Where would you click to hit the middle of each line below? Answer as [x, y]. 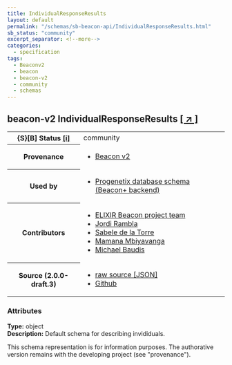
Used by [44, 186]
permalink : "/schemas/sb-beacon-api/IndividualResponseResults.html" [109, 26]
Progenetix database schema [142, 182]
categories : [24, 46]
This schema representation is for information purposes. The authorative [110, 347]
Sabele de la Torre [125, 232]
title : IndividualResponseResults [57, 13]
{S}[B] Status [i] [43, 138]
